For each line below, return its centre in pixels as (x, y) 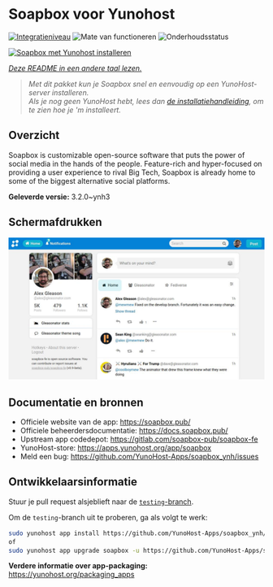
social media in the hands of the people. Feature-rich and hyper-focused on (135, 163)
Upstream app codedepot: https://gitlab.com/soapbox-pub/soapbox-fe (139, 439)
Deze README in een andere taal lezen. (75, 68)
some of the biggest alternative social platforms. (89, 180)
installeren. (70, 92)
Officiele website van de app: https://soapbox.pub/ (105, 422)
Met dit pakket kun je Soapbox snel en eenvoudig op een (123, 84)
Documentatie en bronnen (76, 402)
